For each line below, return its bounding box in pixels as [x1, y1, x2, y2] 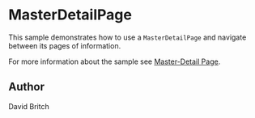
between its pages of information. [8, 40, 121, 50]
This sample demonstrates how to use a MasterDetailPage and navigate [8, 32, 247, 42]
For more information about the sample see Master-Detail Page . [8, 57, 221, 66]
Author [8, 80, 45, 94]
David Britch [8, 101, 50, 111]
